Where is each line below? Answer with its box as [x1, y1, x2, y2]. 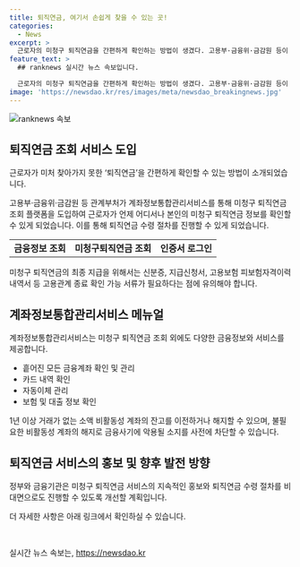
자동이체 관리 [21, 385, 69, 396]
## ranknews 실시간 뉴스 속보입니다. [17, 64, 140, 73]
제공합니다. [9, 344, 48, 355]
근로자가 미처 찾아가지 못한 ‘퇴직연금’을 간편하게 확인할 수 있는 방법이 [9, 168, 251, 178]
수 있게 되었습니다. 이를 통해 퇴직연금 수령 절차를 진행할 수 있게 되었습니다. [9, 220, 270, 231]
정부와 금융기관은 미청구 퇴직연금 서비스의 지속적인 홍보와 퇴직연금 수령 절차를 [9, 481, 282, 492]
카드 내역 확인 [21, 374, 71, 385]
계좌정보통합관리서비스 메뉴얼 [9, 306, 164, 322]
